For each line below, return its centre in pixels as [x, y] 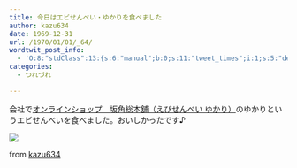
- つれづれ [34, 75]
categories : [31, 67]
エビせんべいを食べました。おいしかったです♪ [101, 119]
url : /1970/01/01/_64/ [51, 42]
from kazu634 [35, 154]
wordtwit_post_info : [47, 50]
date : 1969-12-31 [41, 34]
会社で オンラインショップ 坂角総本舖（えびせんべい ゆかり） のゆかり [138, 109]
